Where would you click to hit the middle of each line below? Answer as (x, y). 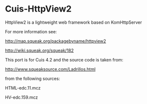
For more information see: (31, 31)
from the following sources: (33, 78)
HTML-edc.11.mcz (23, 88)
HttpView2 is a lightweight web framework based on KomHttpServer (73, 22)
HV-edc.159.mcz (21, 97)
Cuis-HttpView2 (38, 9)
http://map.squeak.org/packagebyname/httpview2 (55, 41)
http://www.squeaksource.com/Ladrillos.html (50, 69)
